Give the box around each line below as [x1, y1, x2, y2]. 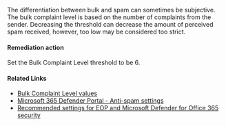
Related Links [7, 74, 47, 82]
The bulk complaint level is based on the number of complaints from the [7, 13, 212, 21]
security [17, 111, 41, 119]
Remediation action [7, 43, 64, 51]
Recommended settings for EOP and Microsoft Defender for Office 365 [17, 104, 219, 112]
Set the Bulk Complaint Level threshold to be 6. [7, 58, 141, 67]
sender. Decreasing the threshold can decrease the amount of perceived [7, 21, 214, 28]
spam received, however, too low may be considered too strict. [7, 27, 186, 36]
